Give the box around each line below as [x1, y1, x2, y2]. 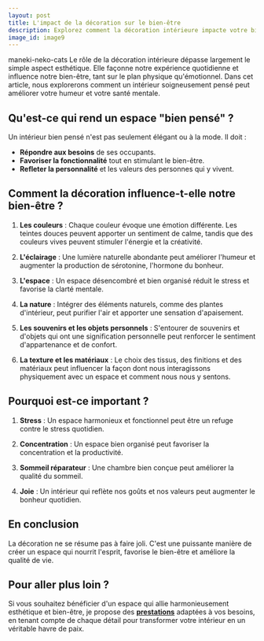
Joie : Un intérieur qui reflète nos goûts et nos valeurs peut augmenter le [19, 486, 255, 496]
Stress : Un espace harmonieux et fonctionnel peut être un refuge [19, 415, 234, 425]
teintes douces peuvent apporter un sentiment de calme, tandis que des [19, 228, 254, 238]
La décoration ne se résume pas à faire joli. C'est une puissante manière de [8, 539, 252, 548]
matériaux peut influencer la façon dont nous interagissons [19, 363, 211, 372]
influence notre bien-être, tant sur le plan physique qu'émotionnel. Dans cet [8, 72, 254, 81]
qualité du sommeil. [19, 471, 83, 480]
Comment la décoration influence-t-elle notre [8, 187, 236, 201]
